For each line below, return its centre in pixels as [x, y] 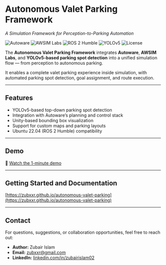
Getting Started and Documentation [61, 183]
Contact [18, 220]
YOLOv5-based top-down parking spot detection [62, 110]
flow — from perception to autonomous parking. [54, 63]
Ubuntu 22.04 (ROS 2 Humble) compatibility [57, 131]
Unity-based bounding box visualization [53, 120]
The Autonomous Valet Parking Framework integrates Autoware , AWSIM [81, 52]
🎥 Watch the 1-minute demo [33, 163]
